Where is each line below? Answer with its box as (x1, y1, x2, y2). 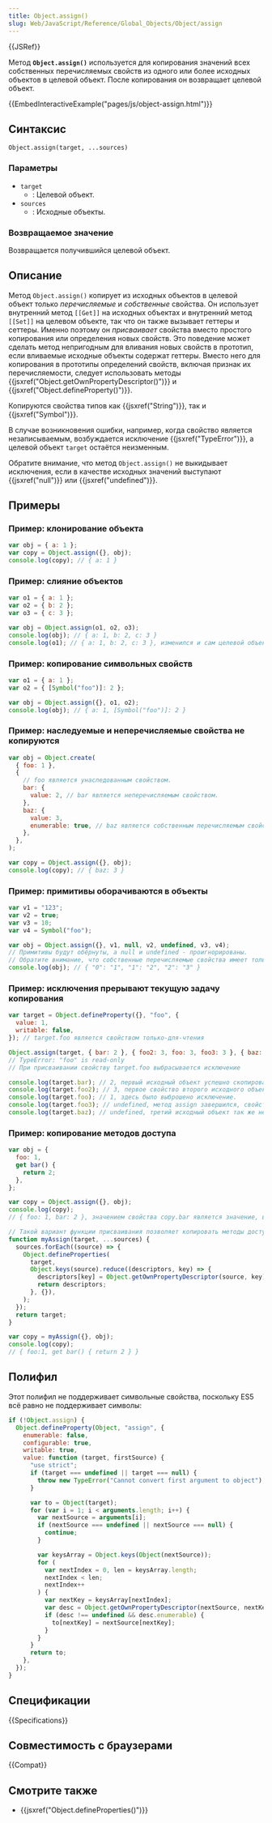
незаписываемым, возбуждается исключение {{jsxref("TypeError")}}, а (8, 433, 254, 443)
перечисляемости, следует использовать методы (8, 368, 182, 378)
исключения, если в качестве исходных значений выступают (8, 467, 222, 476)
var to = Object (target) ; (29, 1498, 117, 1507)
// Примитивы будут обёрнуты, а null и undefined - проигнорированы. (8, 949, 249, 957)
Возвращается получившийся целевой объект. (8, 245, 171, 255)
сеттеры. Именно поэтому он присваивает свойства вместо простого (8, 325, 253, 335)
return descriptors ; (37, 1281, 107, 1289)
